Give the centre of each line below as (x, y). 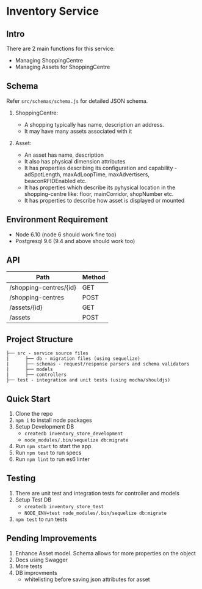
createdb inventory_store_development (74, 434)
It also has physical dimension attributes (75, 161)
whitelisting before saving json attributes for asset (87, 579)
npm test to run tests (41, 519)
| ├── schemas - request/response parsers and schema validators (98, 364)
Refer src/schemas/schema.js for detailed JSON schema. (77, 101)
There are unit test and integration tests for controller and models (97, 493)
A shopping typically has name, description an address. (94, 124)
